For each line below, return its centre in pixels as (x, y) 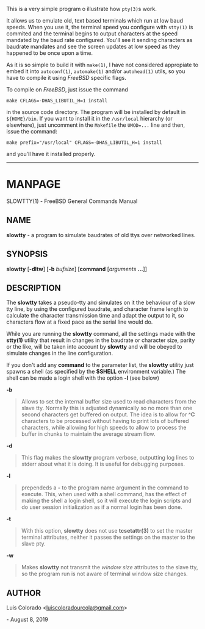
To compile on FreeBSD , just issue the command (67, 90)
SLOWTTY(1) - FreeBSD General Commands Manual (72, 201)
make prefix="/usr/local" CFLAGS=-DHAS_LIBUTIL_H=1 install (85, 143)
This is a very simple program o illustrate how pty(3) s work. (81, 9)
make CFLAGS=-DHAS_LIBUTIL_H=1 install (57, 101)
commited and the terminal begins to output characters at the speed (92, 34)
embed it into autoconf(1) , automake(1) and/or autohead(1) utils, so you (96, 71)
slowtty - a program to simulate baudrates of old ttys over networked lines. (101, 235)
